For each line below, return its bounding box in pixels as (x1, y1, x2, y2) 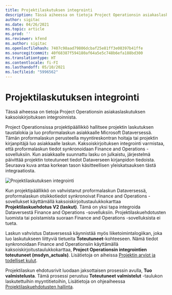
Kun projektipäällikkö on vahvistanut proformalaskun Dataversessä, (5, 187, 147, 193)
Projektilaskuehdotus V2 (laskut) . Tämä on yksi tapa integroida (5, 204, 141, 210)
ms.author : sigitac (5, 41, 47, 46)
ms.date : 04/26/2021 (5, 22, 50, 27)
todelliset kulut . (5, 257, 38, 263)
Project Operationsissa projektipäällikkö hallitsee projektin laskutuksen (5, 124, 154, 130)
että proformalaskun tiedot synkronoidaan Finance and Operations (5, 146, 146, 152)
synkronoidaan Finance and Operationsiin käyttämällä (5, 241, 119, 247)
